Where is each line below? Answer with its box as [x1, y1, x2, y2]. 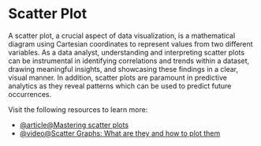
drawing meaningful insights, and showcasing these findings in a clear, [8, 64, 239, 73]
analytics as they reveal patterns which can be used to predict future [8, 80, 232, 91]
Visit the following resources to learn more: [8, 104, 148, 114]
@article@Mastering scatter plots [19, 120, 129, 129]
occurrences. [8, 89, 52, 99]
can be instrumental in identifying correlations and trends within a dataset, [8, 56, 250, 66]
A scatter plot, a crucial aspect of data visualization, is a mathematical [8, 31, 236, 40]
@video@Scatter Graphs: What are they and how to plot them [19, 128, 221, 138]
